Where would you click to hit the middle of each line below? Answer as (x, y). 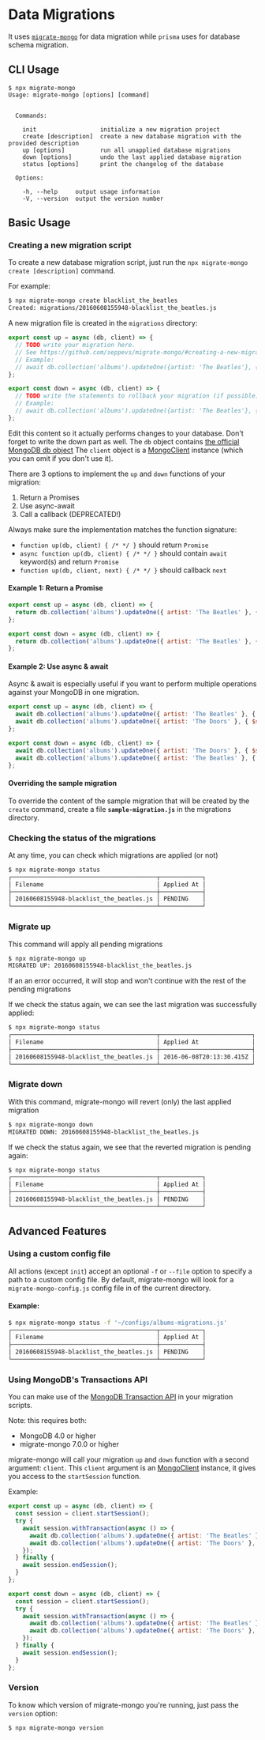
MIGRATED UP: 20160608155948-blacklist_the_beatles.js (100, 966)
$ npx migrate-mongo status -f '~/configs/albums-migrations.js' (118, 1323)
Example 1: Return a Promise (56, 588)
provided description (44, 143)
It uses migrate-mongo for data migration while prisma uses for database (124, 36)
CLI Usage (34, 70)
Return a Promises (50, 497)
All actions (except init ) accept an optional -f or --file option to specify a (130, 1271)
